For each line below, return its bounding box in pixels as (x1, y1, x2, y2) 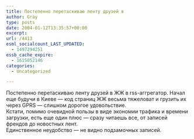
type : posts (6, 19, 35, 25)
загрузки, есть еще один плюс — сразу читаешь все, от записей (6, 114, 168, 121)
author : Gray (6, 14, 38, 20)
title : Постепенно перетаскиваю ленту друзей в (6, 8, 124, 15)
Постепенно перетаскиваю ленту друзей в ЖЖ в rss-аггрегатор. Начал (6, 89, 185, 96)
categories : (6, 62, 35, 69)
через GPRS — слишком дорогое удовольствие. (6, 102, 127, 109)
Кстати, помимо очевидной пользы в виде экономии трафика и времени (6, 108, 188, 115)
